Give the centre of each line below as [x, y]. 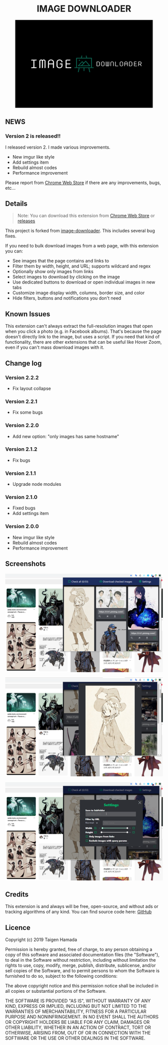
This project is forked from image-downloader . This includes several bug [80, 231]
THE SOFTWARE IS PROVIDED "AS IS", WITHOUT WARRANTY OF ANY [78, 1001]
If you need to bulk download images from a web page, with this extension [82, 246]
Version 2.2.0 [22, 426]
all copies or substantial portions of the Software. [56, 991]
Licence [18, 927]
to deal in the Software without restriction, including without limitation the [80, 960]
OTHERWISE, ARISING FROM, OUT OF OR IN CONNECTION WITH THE [78, 1033]
